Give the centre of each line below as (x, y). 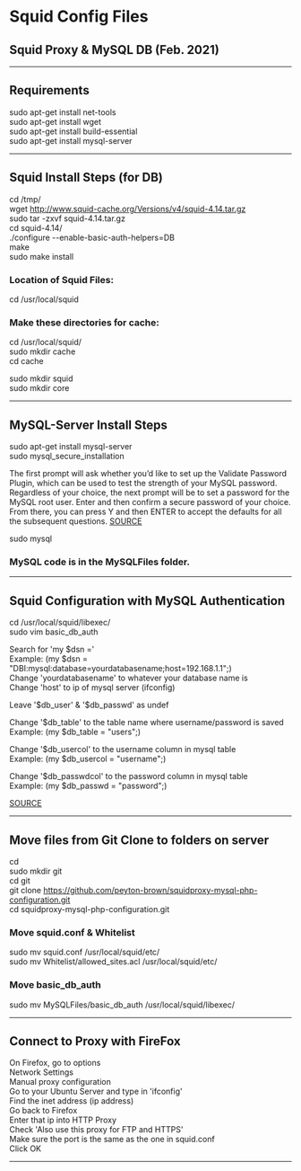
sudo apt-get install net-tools (63, 112)
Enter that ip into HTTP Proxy (63, 1120)
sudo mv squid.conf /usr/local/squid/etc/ (85, 952)
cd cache (26, 361)
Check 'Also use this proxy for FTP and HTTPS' (96, 1130)
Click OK (26, 1149)
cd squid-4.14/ (36, 227)
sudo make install (42, 256)
